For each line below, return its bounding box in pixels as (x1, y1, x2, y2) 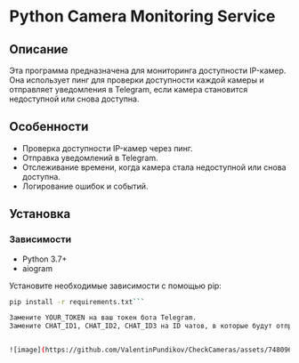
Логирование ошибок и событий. (21, 181, 149, 191)
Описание (9, 42, 69, 57)
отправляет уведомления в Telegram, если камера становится (9, 85, 248, 94)
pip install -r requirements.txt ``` (9, 297, 145, 306)
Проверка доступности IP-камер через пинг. (21, 142, 193, 153)
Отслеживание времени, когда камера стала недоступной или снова (21, 162, 287, 173)
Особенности (9, 119, 89, 134)
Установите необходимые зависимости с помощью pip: (9, 280, 222, 291)
